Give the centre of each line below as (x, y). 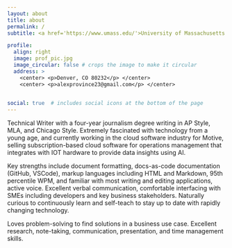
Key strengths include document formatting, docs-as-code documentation (114, 166)
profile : (20, 46)
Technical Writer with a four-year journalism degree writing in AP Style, (109, 123)
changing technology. (38, 210)
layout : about (28, 14)
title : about (26, 20)
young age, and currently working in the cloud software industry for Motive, (116, 138)
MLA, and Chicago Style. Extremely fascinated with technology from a (108, 131)
